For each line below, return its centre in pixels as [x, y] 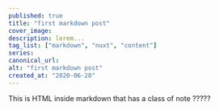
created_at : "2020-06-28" [52, 75]
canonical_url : [34, 61]
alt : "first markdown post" [56, 68]
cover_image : [30, 31]
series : [21, 53]
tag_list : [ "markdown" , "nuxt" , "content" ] [83, 46]
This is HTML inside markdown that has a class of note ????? [110, 98]
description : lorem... [46, 38]
